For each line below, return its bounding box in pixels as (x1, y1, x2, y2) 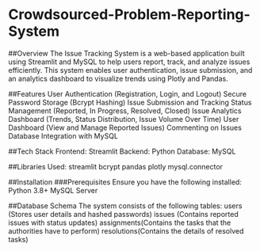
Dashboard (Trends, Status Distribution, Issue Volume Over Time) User (8, 114, 239, 124)
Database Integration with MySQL (8, 131, 119, 140)
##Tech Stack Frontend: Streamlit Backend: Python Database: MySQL (8, 146, 236, 156)
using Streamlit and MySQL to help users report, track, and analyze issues (8, 57, 250, 67)
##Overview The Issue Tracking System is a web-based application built (8, 48, 246, 58)
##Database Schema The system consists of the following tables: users (8, 200, 243, 211)
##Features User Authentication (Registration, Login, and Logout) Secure (8, 89, 247, 98)
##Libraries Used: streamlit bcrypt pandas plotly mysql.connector (8, 162, 224, 171)
